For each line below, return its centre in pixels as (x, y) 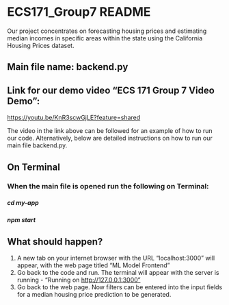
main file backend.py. (37, 145)
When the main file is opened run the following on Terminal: (108, 186)
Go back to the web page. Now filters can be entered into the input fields (120, 287)
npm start (22, 220)
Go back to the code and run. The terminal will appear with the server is (118, 273)
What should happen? (55, 242)
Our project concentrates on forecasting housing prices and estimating (107, 31)
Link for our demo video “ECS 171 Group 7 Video (111, 90)
